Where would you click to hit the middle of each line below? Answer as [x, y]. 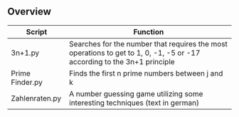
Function [149, 31]
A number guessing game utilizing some [136, 93]
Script [37, 31]
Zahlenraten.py [36, 98]
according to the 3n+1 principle [122, 61]
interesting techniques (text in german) [134, 103]
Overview [30, 12]
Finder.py [27, 82]
